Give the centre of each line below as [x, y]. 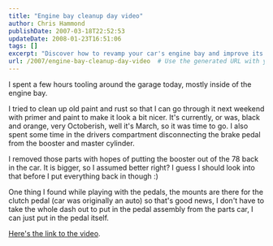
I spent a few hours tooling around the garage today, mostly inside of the [130, 84]
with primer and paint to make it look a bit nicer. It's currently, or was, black [134, 117]
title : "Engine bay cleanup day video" [76, 16]
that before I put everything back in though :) [83, 176]
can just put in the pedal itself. [59, 218]
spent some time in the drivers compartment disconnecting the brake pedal [135, 134]
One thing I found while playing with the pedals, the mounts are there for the [136, 192]
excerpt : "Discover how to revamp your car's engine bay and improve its [136, 54]
